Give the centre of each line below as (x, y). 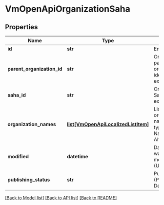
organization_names (32, 124)
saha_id (17, 95)
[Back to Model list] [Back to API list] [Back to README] (61, 198)
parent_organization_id (35, 69)
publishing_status (29, 180)
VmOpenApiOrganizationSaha (68, 9)
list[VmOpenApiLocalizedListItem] (108, 124)
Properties (21, 27)
